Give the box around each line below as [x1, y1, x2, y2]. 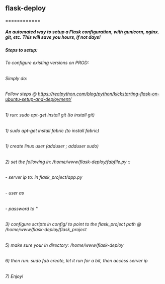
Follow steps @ [5, 91, 37, 97]
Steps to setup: [5, 47, 38, 53]
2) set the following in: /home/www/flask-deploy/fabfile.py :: [5, 159, 131, 165]
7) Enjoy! [5, 273, 24, 279]
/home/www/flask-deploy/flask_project [5, 227, 87, 233]
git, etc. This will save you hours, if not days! [5, 34, 101, 40]
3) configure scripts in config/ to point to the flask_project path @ [5, 221, 142, 227]
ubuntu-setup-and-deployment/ [5, 96, 72, 102]
